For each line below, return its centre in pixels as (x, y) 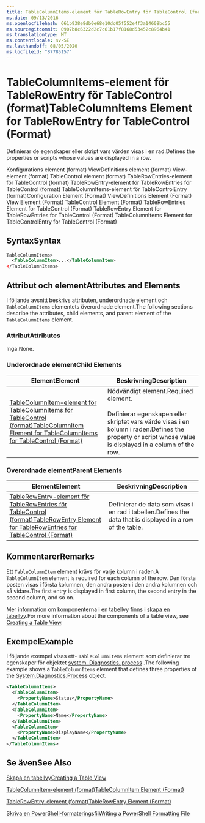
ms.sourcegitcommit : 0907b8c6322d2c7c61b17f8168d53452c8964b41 (88, 29)
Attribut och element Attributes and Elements (94, 285)
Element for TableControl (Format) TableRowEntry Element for (84, 208)
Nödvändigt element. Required (150, 391)
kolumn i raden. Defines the (146, 429)
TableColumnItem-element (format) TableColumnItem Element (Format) (95, 789)
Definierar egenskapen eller (147, 414)
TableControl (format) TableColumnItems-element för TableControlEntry (97, 189)
